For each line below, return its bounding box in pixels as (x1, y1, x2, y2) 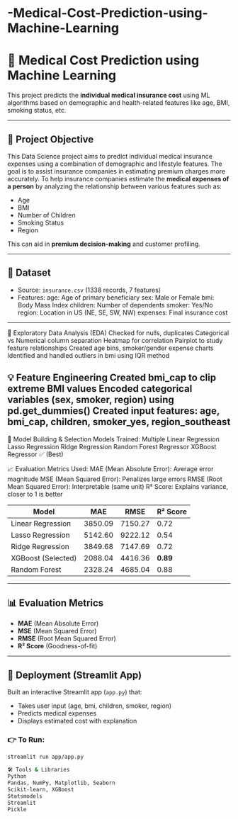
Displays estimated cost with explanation (17, 717, 137, 725)
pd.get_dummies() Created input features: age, (7, 405, 220, 417)
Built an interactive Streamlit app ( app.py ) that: (7, 688, 142, 696)
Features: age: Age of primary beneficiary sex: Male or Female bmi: (17, 293, 215, 302)
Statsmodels (7, 792, 42, 800)
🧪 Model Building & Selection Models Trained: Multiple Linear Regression (7, 434, 220, 444)
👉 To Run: (7, 735, 45, 745)
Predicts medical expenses (17, 709, 97, 718)
